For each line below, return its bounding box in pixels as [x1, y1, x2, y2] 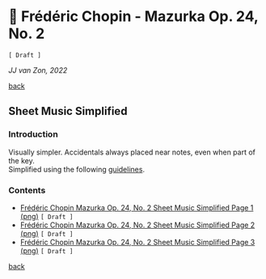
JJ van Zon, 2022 [8, 65, 68, 75]
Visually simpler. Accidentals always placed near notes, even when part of [8, 147, 256, 157]
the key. [8, 155, 35, 165]
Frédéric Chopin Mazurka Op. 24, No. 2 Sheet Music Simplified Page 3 [19, 237, 255, 247]
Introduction [8, 129, 58, 140]
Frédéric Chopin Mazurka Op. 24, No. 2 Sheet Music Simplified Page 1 [19, 202, 254, 213]
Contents [8, 184, 46, 196]
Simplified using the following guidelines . [8, 164, 146, 174]
